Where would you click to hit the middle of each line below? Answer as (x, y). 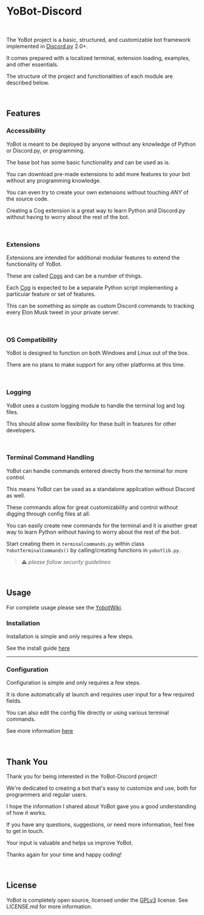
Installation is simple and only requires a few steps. (70, 636)
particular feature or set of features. (51, 294)
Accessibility (26, 131)
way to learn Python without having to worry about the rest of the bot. (93, 532)
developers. (21, 430)
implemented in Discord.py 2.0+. (47, 46)
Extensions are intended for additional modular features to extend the (93, 257)
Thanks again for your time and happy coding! (64, 855)
